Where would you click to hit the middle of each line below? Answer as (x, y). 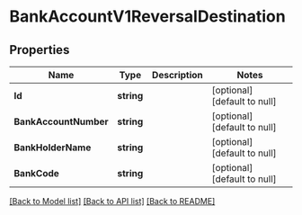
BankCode (37, 173)
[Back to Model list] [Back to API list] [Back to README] (112, 201)
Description (178, 75)
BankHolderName (53, 148)
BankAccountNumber (62, 121)
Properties (40, 50)
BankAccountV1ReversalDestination (147, 17)
